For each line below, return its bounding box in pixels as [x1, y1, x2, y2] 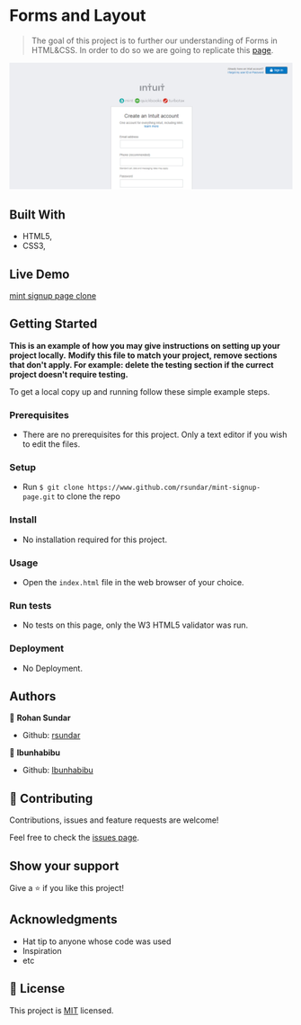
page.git [22, 493, 56, 502]
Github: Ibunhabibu [22, 765, 94, 776]
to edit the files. [22, 439, 81, 450]
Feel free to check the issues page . [9, 833, 139, 843]
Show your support [9, 858, 120, 873]
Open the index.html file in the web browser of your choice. [22, 576, 244, 587]
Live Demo [9, 266, 70, 281]
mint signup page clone [9, 290, 97, 301]
